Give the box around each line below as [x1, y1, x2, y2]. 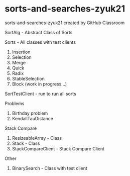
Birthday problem [12, 110, 48, 116]
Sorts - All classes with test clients [5, 39, 76, 45]
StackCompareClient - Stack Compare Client [12, 145, 105, 151]
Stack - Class [12, 140, 40, 146]
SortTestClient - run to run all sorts [5, 91, 76, 97]
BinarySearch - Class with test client [12, 165, 87, 171]
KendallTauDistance [12, 115, 54, 121]
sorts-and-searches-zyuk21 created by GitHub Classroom [5, 20, 125, 26]
